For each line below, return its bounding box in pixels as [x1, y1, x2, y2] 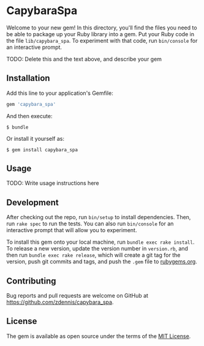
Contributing [6, 276, 56, 286]
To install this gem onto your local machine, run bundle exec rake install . [6, 238, 195, 246]
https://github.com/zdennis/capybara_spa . [6, 298, 114, 306]
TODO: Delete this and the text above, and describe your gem [6, 55, 162, 62]
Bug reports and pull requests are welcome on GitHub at [6, 292, 149, 299]
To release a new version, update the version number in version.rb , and [6, 245, 189, 252]
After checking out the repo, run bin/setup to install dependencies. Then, [6, 214, 191, 221]
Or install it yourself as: [6, 135, 64, 142]
